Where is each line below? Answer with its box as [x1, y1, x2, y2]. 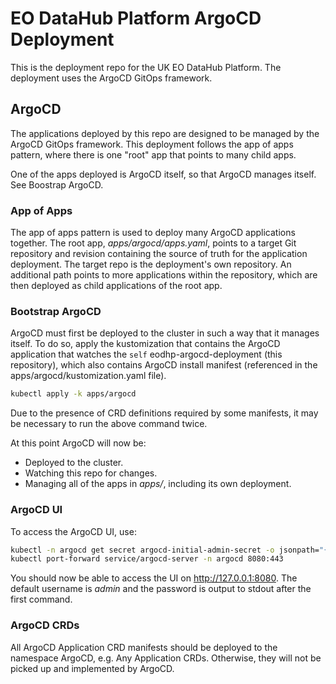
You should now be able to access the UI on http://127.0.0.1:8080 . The [10, 572, 298, 584]
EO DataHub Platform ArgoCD [10, 7, 262, 30]
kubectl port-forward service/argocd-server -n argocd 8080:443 [10, 554, 284, 564]
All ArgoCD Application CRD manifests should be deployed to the [10, 641, 278, 653]
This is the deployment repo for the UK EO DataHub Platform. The [10, 61, 282, 73]
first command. [10, 593, 73, 606]
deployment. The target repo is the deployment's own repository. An [10, 258, 292, 271]
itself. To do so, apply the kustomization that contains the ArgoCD [10, 338, 281, 350]
